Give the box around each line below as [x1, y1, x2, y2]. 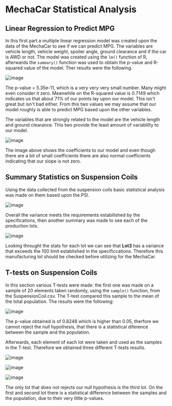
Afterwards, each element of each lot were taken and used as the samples [5, 339, 162, 345]
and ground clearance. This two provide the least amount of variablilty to [5, 122, 159, 128]
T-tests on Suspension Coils [5, 268, 98, 277]
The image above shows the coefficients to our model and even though [5, 147, 156, 153]
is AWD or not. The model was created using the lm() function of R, [5, 54, 147, 60]
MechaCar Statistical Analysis [5, 4, 137, 15]
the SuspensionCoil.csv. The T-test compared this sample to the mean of [5, 293, 160, 299]
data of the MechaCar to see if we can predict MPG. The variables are [5, 43, 153, 49]
